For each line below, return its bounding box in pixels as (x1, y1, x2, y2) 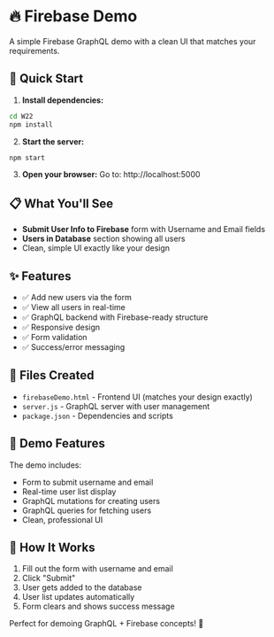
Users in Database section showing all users (21, 233, 186, 245)
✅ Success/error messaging (21, 342, 126, 352)
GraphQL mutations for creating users (21, 495, 161, 506)
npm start (9, 153, 46, 162)
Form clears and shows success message (21, 601, 175, 612)
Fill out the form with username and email (21, 563, 174, 574)
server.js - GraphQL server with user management (21, 400, 210, 411)
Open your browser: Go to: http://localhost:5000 (21, 169, 201, 180)
